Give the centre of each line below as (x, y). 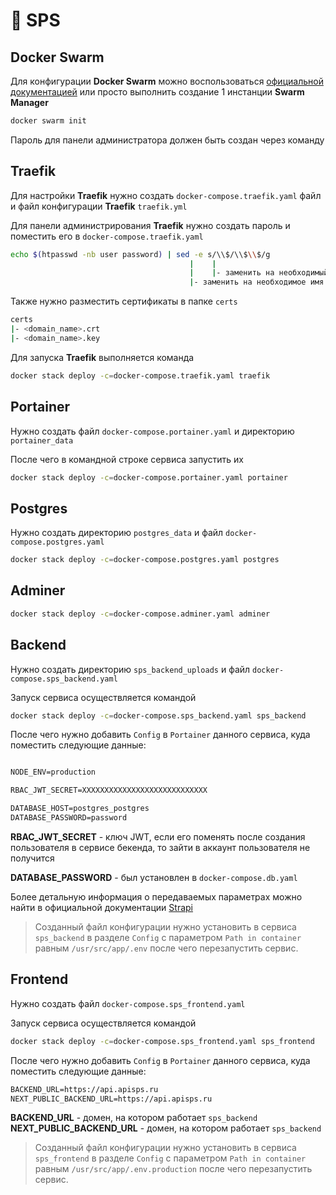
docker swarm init (48, 121)
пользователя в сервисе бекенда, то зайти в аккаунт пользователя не (160, 847)
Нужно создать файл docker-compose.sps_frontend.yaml (128, 1003)
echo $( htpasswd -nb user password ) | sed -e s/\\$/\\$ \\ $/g (140, 254)
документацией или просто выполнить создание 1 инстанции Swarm (157, 92)
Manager (29, 102)
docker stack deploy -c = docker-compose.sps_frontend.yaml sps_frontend (162, 1041)
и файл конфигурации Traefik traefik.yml (99, 206)
